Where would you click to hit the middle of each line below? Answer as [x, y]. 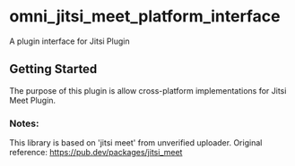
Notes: [24, 123]
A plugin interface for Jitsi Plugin [69, 41]
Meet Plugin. [33, 100]
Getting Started [53, 69]
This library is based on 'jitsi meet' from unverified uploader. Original [136, 143]
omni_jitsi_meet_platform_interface [145, 17]
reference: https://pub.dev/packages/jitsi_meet [96, 153]
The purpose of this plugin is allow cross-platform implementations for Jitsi [148, 90]
